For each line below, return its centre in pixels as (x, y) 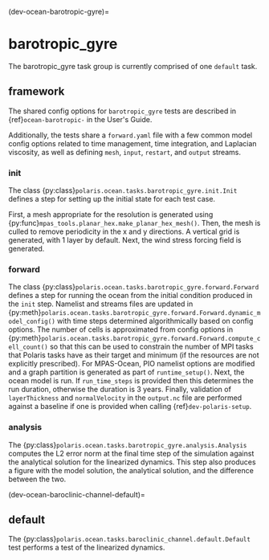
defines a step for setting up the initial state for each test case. (112, 199)
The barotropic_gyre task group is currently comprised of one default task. (133, 66)
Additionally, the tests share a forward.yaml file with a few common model (130, 135)
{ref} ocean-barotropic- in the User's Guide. (80, 119)
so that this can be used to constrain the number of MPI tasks (152, 347)
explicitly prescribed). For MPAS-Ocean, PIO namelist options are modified (132, 364)
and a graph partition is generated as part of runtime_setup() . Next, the (126, 372)
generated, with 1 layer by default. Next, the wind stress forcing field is (125, 240)
